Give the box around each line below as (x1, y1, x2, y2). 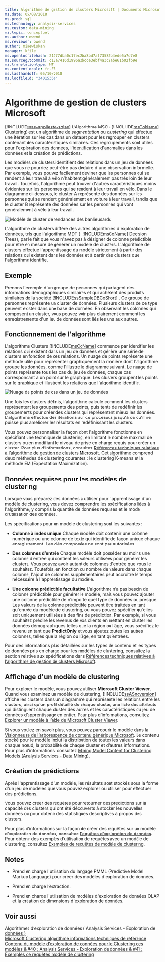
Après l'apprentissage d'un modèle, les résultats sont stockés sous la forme (5, 780, 159, 786)
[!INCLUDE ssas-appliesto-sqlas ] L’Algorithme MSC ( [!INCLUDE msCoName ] (5, 124, 159, 129)
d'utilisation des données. (5, 512, 57, 517)
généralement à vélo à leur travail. (5, 206, 74, 212)
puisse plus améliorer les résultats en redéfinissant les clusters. (5, 419, 134, 426)
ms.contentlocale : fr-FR (5, 67, 56, 72)
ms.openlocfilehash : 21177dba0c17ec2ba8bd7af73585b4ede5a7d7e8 (5, 53, 137, 58)
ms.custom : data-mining (5, 26, 54, 31)
